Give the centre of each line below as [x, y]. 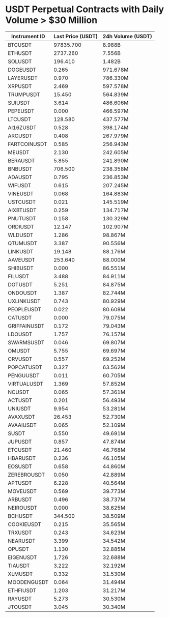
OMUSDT [19, 350]
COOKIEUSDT [25, 524]
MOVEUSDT [22, 491]
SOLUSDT [20, 61]
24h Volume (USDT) [127, 36]
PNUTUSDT [22, 218]
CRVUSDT [20, 359]
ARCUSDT [20, 136]
